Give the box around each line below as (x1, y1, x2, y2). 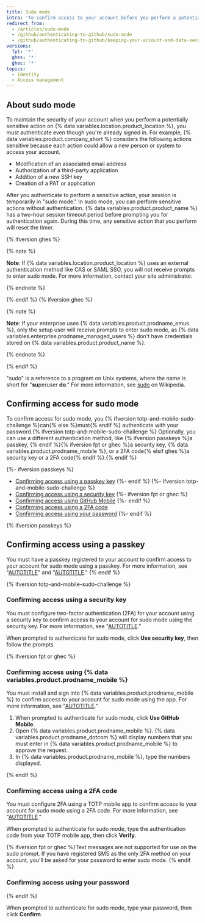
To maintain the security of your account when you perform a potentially (6, 115, 189, 123)
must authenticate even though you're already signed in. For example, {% (6, 129, 191, 136)
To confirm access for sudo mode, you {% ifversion (6, 414, 136, 422)
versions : (6, 43, 32, 49)
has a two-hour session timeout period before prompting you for (6, 211, 168, 218)
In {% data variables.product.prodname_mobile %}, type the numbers (15, 753, 190, 761)
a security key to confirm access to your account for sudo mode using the (6, 616, 193, 623)
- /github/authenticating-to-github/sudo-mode (12, 32, 132, 38)
